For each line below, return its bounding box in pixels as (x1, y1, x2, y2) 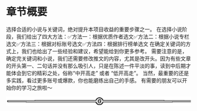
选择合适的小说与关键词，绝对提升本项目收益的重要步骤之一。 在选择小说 (6, 26, 182, 33)
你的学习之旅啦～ (11, 84, 53, 91)
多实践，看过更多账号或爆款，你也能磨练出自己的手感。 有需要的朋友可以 (6, 77, 182, 84)
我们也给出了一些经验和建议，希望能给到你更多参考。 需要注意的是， (21, 47, 188, 54)
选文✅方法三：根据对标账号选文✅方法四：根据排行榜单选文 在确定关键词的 (6, 40, 186, 47)
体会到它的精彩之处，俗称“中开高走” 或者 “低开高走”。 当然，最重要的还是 (11, 70, 189, 77)
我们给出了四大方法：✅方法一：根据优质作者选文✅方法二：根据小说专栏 (16, 33, 189, 40)
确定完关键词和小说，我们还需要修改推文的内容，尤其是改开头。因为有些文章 (6, 55, 191, 62)
